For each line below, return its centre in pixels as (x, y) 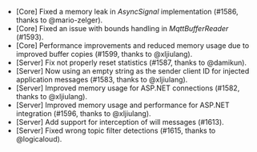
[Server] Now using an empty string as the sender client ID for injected (133, 71)
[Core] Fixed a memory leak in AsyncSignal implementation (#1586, (127, 12)
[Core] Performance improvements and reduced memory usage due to (133, 46)
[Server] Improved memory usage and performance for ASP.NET (122, 105)
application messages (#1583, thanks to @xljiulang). (102, 80)
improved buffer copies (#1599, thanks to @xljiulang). (104, 54)
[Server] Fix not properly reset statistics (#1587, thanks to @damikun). (131, 62)
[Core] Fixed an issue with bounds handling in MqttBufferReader (122, 28)
